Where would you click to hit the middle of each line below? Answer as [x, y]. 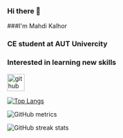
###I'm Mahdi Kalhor [37, 26]
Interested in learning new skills [62, 63]
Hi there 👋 [24, 11]
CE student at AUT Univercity [57, 44]
